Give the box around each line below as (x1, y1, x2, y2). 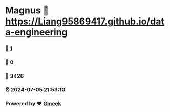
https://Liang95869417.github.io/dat (5, 15, 165, 27)
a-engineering (5, 27, 68, 38)
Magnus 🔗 (5, 5, 49, 16)
